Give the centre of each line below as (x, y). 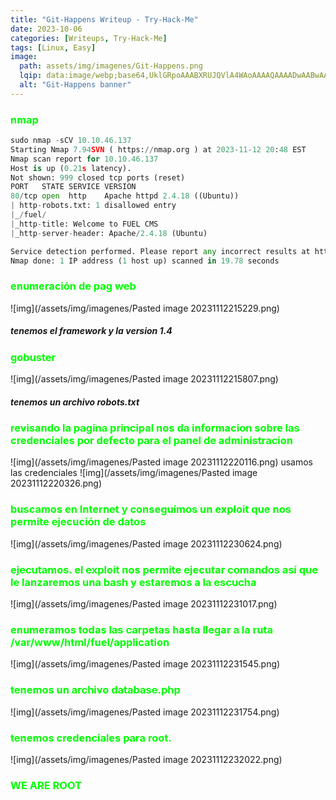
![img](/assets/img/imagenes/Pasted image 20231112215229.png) (145, 308)
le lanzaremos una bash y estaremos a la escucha (133, 582)
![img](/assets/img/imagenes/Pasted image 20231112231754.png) (145, 712)
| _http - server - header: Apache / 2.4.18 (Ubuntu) (109, 233)
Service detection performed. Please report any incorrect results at (160, 251)
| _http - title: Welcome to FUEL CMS (84, 224)
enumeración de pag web (73, 286)
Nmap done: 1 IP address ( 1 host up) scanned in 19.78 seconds (145, 261)
